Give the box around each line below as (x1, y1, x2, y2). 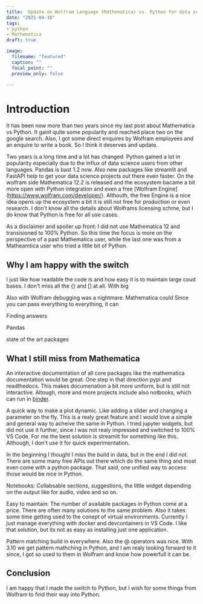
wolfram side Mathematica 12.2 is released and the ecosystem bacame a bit (6, 179, 195, 186)
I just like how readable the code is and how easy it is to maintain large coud (6, 276, 196, 283)
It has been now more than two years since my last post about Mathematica (6, 122, 195, 129)
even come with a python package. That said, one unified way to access (6, 463, 187, 471)
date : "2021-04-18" (6, 15, 56, 21)
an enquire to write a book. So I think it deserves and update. (6, 141, 158, 149)
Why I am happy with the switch (6, 260, 129, 270)
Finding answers (6, 312, 48, 320)
